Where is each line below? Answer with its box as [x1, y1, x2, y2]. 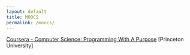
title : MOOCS [6, 14, 39, 20]
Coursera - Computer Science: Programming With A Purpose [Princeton [6, 36, 184, 43]
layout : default [6, 8, 47, 15]
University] [6, 42, 34, 49]
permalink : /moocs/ [6, 20, 55, 25]
